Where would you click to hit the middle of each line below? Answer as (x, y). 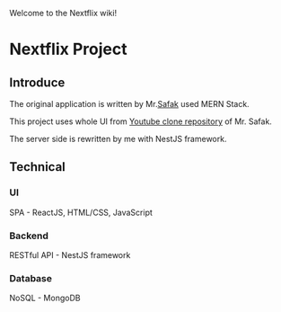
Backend (29, 236)
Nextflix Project (68, 49)
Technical (37, 167)
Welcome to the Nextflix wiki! (63, 13)
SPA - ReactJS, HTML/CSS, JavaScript (81, 212)
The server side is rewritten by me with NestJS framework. (118, 139)
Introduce (37, 82)
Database (31, 278)
